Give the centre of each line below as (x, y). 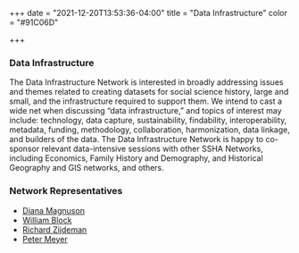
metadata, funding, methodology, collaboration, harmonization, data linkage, (149, 130)
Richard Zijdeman (54, 229)
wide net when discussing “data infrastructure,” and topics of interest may (146, 111)
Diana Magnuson (53, 210)
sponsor (25, 149)
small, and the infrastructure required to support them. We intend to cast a (146, 101)
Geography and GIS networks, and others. (87, 168)
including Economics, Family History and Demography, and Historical (136, 158)
